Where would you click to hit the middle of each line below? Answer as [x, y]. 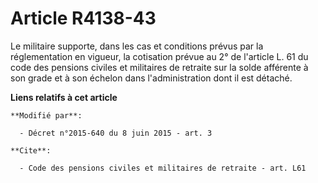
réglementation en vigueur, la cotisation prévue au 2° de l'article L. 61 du [159, 56]
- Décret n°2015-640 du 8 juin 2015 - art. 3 [116, 133]
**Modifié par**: [46, 115]
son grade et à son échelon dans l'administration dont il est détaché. [151, 78]
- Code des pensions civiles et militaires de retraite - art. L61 [163, 168]
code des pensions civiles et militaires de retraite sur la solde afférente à [159, 67]
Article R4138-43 [83, 18]
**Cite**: [31, 150]
